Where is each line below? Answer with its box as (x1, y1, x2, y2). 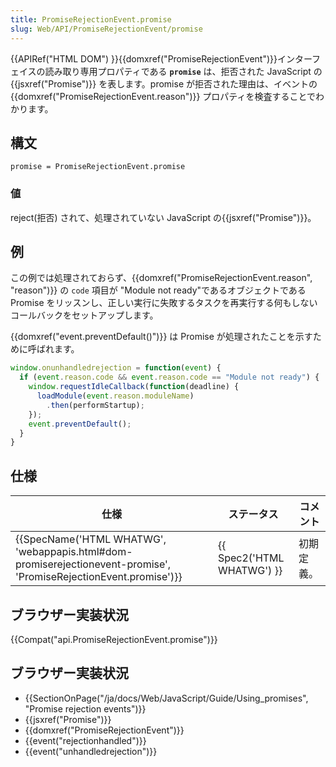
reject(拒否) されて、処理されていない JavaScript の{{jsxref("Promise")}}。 (10, 211, 317, 223)
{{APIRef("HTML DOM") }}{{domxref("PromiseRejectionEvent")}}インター (10, 52, 313, 65)
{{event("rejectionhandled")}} (24, 734, 147, 746)
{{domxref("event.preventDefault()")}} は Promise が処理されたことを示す (10, 331, 313, 343)
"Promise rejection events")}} (24, 702, 147, 715)
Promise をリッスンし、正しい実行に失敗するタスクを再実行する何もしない (10, 297, 318, 309)
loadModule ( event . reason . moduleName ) (36, 391, 195, 401)
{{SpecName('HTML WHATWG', (15, 532, 167, 546)
